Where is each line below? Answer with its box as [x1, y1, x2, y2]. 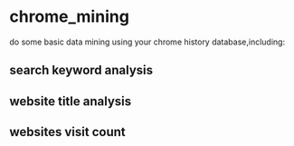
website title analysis [9, 93, 132, 109]
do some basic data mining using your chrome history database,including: [9, 36, 286, 47]
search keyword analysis [9, 63, 154, 78]
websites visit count [9, 124, 126, 140]
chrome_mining [9, 6, 129, 27]
